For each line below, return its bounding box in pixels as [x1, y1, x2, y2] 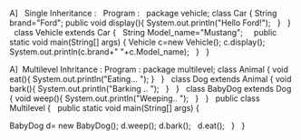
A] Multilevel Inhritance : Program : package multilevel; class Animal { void [9, 64, 288, 75]
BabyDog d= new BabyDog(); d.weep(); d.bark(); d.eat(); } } [9, 120, 246, 131]
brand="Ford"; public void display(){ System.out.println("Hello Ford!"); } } [9, 17, 292, 28]
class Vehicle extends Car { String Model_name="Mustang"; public [13, 27, 277, 37]
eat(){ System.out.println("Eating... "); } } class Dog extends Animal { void [9, 74, 292, 85]
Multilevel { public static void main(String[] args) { [9, 103, 199, 113]
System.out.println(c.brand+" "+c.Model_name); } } [9, 46, 210, 57]
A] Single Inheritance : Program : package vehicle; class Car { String [9, 8, 277, 18]
